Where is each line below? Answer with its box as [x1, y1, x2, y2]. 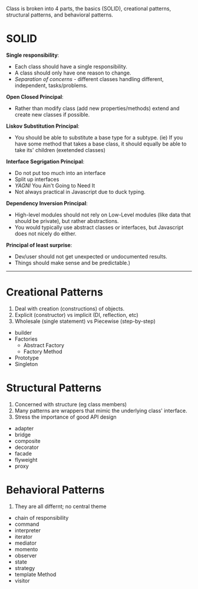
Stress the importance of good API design [14, 413, 117, 420]
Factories [14, 335, 38, 342]
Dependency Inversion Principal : [6, 199, 88, 206]
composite [14, 437, 41, 444]
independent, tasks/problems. [14, 82, 88, 89]
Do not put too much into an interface [14, 169, 106, 176]
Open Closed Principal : [6, 93, 64, 100]
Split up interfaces [14, 176, 60, 183]
